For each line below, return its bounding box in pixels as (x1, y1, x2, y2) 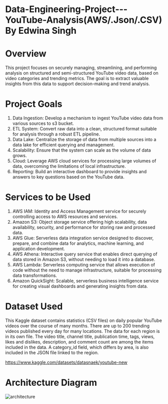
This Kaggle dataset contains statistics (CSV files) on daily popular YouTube (5, 317, 162, 323)
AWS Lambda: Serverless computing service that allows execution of (12, 262, 155, 267)
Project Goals (5, 98, 63, 110)
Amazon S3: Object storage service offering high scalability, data (12, 219, 147, 225)
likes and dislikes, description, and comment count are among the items (5, 339, 154, 345)
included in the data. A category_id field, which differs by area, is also (5, 344, 149, 350)
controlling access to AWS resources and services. (12, 214, 118, 220)
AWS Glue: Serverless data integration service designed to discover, (12, 235, 154, 241)
